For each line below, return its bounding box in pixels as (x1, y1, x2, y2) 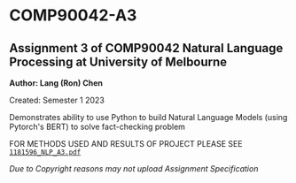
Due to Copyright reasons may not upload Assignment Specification (9, 164, 259, 173)
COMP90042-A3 (9, 5, 137, 26)
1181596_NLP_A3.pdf (9, 148, 82, 156)
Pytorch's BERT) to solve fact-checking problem (9, 121, 186, 132)
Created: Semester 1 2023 (9, 95, 105, 105)
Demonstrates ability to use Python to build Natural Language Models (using (9, 112, 288, 122)
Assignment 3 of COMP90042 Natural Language (9, 41, 284, 56)
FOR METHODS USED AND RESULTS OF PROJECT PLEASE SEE (9, 139, 243, 149)
